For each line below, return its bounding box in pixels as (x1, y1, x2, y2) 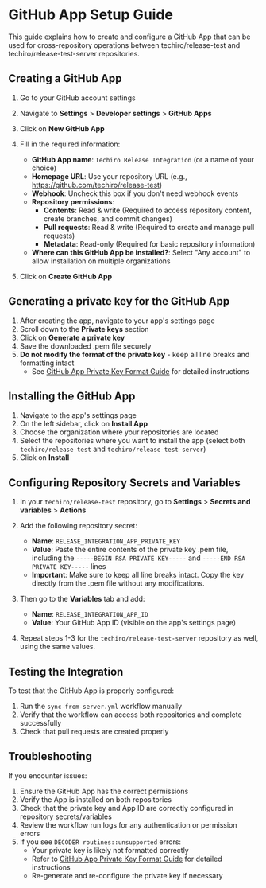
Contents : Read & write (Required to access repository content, (43, 205, 252, 215)
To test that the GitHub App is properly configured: (8, 686, 175, 695)
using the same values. (19, 642, 96, 652)
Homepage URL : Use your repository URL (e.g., (31, 171, 188, 181)
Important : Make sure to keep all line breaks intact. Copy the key (31, 571, 245, 580)
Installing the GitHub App (8, 389, 136, 403)
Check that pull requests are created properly (19, 726, 169, 736)
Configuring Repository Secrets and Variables (8, 476, 241, 489)
